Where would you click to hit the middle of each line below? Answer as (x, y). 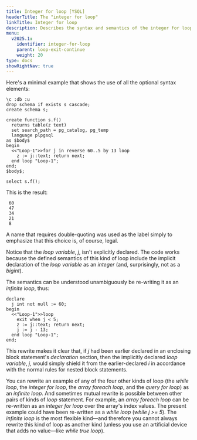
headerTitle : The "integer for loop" (52, 17)
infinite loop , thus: (28, 288)
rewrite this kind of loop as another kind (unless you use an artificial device (97, 425)
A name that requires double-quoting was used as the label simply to (89, 234)
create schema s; (27, 110)
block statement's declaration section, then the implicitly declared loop (92, 357)
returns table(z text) (39, 125)
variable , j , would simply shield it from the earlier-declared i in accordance (96, 363)
